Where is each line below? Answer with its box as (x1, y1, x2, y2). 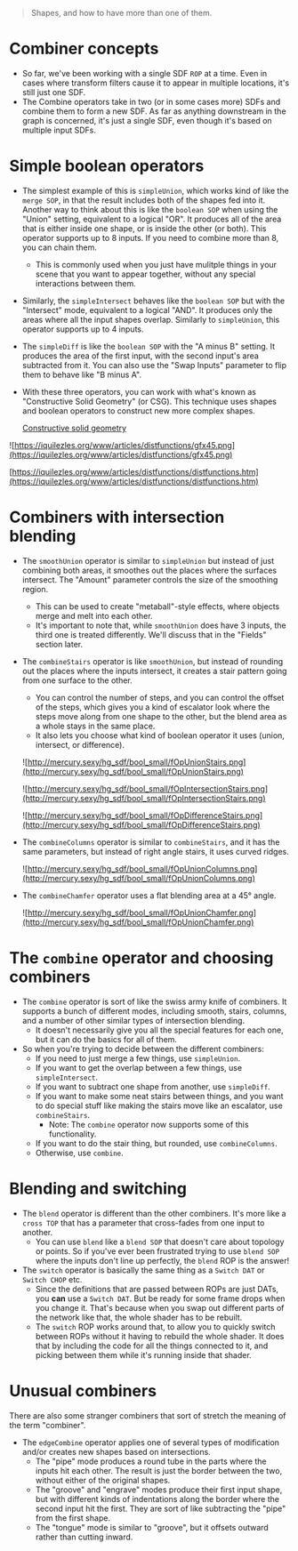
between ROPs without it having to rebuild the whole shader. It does (35, 1330, 285, 1341)
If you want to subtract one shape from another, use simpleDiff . (35, 1081, 271, 1092)
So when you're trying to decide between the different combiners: (21, 1043, 264, 1054)
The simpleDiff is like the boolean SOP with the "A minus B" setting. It (21, 341, 276, 351)
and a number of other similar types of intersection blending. (21, 1015, 246, 1025)
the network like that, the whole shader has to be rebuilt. (35, 1312, 243, 1322)
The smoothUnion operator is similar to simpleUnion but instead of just (21, 555, 274, 566)
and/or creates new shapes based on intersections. (21, 1446, 211, 1457)
